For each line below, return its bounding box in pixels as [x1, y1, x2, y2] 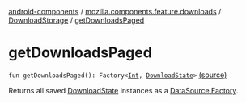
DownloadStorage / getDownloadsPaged [8, 15, 145, 25]
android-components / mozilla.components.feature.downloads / [8, 7, 222, 16]
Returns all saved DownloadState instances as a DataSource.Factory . [8, 85, 239, 95]
